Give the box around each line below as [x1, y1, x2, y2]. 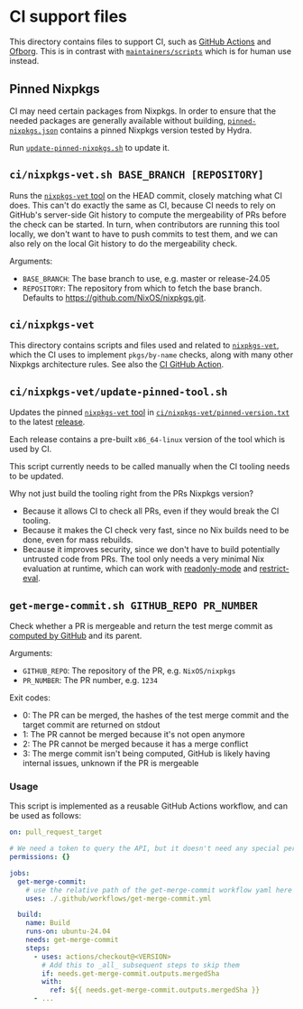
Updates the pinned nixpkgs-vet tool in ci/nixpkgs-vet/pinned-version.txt [9, 407, 290, 418]
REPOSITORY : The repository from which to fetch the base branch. [22, 282, 262, 293]
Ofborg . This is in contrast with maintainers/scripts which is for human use [9, 45, 291, 56]
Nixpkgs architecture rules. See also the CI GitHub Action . [9, 359, 225, 370]
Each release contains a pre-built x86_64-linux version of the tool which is [9, 434, 286, 445]
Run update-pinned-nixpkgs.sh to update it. [9, 142, 170, 153]
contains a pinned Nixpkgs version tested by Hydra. [60, 125, 252, 135]
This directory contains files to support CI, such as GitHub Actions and [9, 36, 271, 47]
